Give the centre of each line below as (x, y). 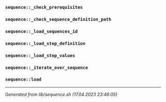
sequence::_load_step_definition (45, 43)
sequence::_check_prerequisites (44, 7)
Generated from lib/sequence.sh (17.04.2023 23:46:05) (61, 94)
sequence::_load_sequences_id (41, 31)
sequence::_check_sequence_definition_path (58, 19)
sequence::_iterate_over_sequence (46, 67)
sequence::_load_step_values (40, 55)
